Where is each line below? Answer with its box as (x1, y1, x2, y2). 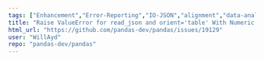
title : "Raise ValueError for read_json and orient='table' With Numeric (8, 19, 255, 26)
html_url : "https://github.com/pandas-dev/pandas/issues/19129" (8, 26, 223, 34)
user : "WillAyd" (8, 33, 61, 41)
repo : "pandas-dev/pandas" (8, 41, 97, 48)
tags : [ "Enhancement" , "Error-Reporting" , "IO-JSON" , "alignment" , (8, 11, 223, 19)
